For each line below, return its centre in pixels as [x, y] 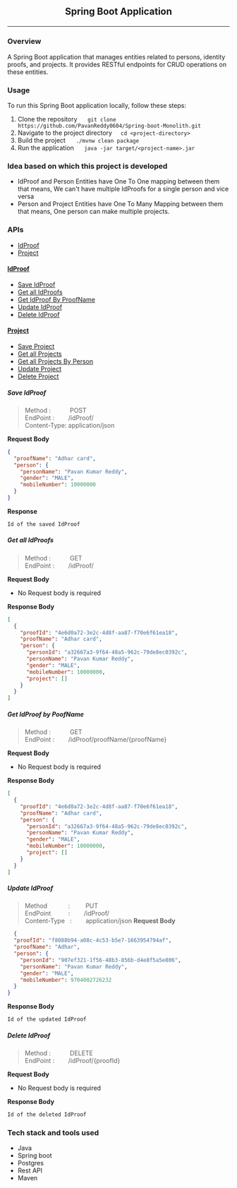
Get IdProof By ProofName [56, 299]
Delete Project [38, 376]
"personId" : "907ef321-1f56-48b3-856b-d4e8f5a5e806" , [101, 960]
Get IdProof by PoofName [46, 714]
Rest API [30, 1170]
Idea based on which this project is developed [87, 166]
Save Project [36, 346]
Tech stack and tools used [53, 1132]
